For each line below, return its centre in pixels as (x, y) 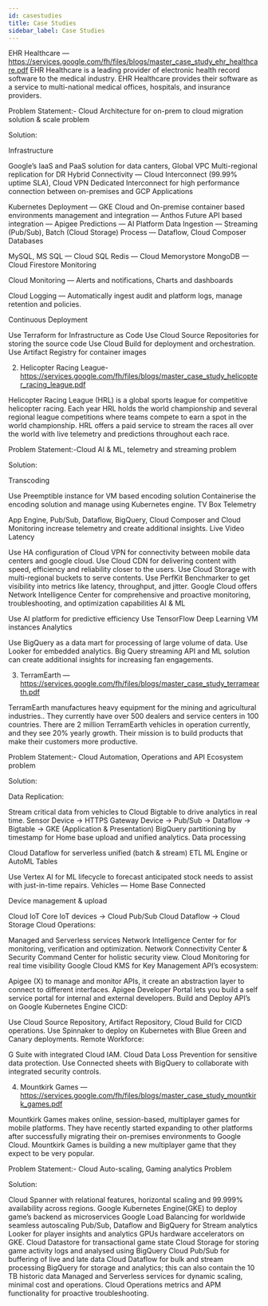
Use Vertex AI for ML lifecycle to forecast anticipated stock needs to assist (131, 877)
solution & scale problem (49, 120)
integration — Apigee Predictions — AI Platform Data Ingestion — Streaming (133, 224)
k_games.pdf (41, 1104)
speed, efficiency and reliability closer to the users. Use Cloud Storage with (132, 570)
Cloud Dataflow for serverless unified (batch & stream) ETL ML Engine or (128, 853)
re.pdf (18, 70)
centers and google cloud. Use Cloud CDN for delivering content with (122, 561)
